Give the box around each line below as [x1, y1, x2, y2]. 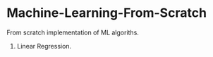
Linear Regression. [16, 42, 72, 50]
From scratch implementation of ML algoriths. [6, 28, 139, 37]
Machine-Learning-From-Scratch [6, 5, 207, 21]
